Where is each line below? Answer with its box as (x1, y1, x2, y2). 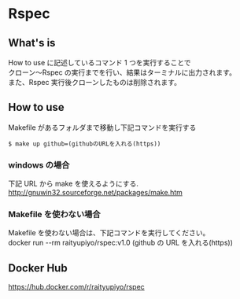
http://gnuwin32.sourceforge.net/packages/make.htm (8, 188, 183, 197)
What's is (8, 36, 56, 50)
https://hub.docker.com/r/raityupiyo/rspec (8, 282, 146, 292)
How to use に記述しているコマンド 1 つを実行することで (8, 58, 191, 67)
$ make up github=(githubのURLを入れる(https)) (8, 139, 161, 148)
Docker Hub (8, 261, 68, 275)
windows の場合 (8, 159, 70, 170)
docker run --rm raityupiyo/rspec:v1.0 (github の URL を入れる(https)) (8, 238, 234, 248)
